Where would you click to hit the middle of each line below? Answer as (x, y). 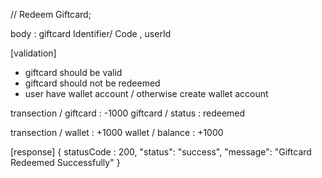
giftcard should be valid (73, 72)
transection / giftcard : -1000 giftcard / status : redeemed (128, 113)
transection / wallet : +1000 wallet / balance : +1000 (117, 132)
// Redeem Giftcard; (51, 14)
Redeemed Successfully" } (65, 162)
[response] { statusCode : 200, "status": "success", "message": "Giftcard (161, 152)
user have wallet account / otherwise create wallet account (146, 93)
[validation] (33, 53)
